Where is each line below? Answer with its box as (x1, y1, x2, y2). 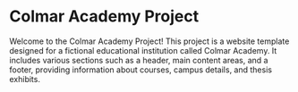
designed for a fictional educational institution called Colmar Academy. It (9, 45, 277, 55)
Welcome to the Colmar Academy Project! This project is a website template (9, 36, 290, 46)
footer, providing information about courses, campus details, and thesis (9, 64, 273, 75)
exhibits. (9, 73, 40, 84)
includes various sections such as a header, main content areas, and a (9, 54, 268, 65)
